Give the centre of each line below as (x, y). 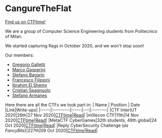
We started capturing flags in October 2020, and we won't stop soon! (75, 46)
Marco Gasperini (29, 69)
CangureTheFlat (38, 8)
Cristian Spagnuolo (31, 90)
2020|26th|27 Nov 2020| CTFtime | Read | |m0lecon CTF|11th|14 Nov (72, 115)
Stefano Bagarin (28, 75)
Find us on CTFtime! (25, 22)
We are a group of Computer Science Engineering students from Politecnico (81, 31)
